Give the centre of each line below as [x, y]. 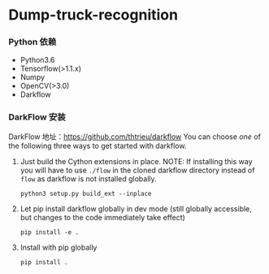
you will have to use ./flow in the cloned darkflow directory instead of [137, 170]
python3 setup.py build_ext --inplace [86, 194]
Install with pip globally [59, 247]
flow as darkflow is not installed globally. [88, 178]
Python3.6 [37, 60]
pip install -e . [50, 232]
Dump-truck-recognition [93, 15]
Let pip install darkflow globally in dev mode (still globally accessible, [136, 208]
